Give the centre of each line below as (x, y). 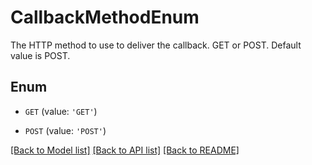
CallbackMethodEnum (105, 17)
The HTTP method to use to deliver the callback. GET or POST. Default (156, 45)
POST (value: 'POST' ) (65, 130)
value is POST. (40, 55)
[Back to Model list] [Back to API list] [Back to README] (125, 150)
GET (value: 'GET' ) (61, 111)
